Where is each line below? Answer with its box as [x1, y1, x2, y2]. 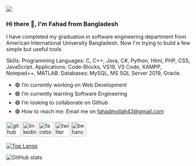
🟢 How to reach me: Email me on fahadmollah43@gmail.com [14, 108, 164, 115]
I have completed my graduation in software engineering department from [6, 33, 187, 41]
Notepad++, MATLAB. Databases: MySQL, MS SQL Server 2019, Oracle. [6, 69, 181, 77]
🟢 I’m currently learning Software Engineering [14, 90, 128, 97]
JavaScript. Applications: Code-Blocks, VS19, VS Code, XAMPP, [6, 64, 162, 71]
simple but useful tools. [6, 46, 63, 53]
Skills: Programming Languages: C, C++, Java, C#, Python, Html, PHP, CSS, [6, 57, 191, 64]
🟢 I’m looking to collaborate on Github [14, 99, 108, 106]
